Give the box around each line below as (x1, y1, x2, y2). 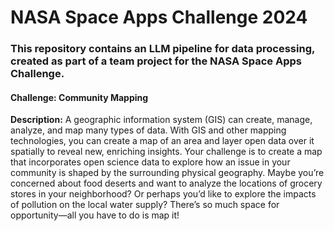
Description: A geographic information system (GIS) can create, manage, (10, 114, 313, 126)
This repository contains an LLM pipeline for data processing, (10, 42, 315, 56)
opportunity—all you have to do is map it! (10, 209, 180, 221)
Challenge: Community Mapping (10, 91, 149, 103)
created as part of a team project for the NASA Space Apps (10, 54, 302, 68)
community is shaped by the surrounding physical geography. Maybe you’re (10, 167, 325, 179)
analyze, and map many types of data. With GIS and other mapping (10, 124, 287, 136)
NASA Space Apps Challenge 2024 (10, 6, 308, 29)
